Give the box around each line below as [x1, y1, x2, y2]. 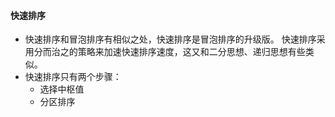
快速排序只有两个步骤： [24, 71, 122, 83]
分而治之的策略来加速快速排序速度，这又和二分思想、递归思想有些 [33, 46, 306, 58]
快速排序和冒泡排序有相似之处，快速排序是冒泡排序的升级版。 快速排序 [24, 33, 317, 45]
